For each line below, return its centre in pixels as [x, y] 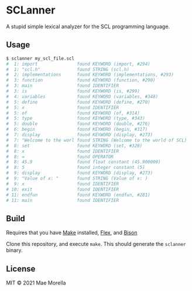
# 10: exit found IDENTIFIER [62, 189]
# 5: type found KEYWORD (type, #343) [76, 119]
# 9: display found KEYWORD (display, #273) [80, 173]
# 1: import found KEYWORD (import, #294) [78, 64]
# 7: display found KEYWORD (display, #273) [80, 135]
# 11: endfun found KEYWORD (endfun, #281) [78, 195]
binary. [14, 251]
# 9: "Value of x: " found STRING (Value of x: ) [77, 178]
